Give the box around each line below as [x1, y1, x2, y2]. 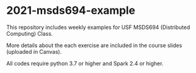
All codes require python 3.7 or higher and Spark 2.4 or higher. [6, 60, 164, 67]
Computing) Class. [6, 30, 53, 37]
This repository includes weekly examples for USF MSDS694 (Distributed [6, 24, 191, 31]
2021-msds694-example [6, 4, 136, 17]
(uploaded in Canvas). [6, 48, 62, 55]
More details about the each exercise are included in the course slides [6, 42, 183, 49]
